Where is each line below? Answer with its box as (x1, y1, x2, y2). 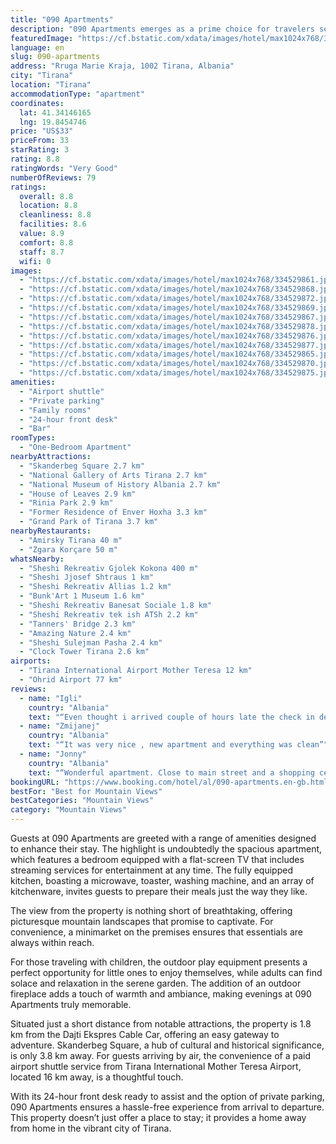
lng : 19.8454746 (19, 117, 87, 127)
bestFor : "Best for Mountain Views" (10, 786, 163, 796)
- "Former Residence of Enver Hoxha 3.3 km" (19, 507, 208, 518)
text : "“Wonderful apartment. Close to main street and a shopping (28, 767, 315, 778)
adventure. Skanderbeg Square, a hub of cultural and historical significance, (10, 1039, 325, 1051)
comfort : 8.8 (19, 237, 74, 248)
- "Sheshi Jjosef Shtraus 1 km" (19, 572, 155, 583)
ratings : (10, 182, 47, 192)
